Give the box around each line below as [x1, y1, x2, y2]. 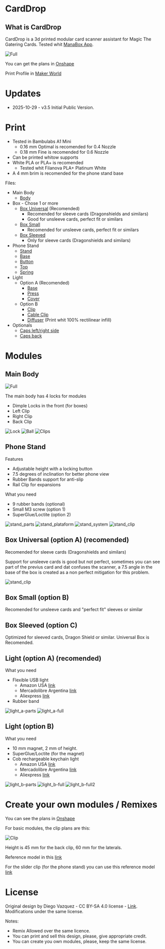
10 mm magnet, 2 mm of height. [12, 745, 78, 751]
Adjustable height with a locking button [12, 465, 93, 472]
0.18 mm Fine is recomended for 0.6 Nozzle [19, 149, 109, 155]
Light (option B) [5, 722, 54, 731]
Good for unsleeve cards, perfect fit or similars [27, 216, 123, 222]
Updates [5, 88, 41, 99]
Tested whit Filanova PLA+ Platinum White [19, 165, 106, 171]
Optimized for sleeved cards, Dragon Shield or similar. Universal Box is [5, 634, 150, 640]
